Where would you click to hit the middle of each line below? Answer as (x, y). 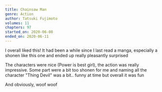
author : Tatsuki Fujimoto (31, 18)
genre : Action (19, 14)
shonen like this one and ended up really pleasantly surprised (67, 55)
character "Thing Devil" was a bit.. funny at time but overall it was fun (75, 75)
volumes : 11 (17, 23)
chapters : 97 (18, 28)
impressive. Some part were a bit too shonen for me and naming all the (76, 70)
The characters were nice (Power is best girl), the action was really (72, 65)
